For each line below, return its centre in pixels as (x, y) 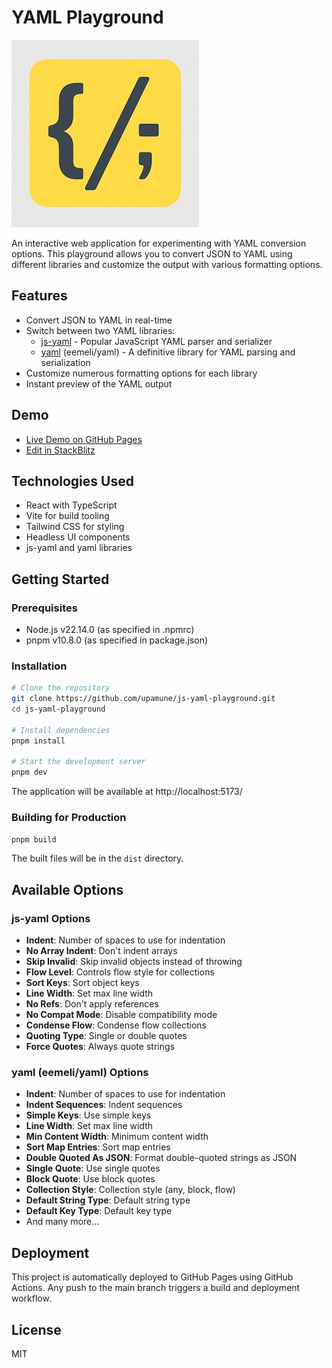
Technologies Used (72, 481)
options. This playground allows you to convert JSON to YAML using (152, 253)
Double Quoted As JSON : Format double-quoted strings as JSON (161, 1158)
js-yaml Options (51, 918)
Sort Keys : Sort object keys (82, 983)
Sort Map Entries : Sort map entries (98, 1147)
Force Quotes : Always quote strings (100, 1047)
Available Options (67, 889)
